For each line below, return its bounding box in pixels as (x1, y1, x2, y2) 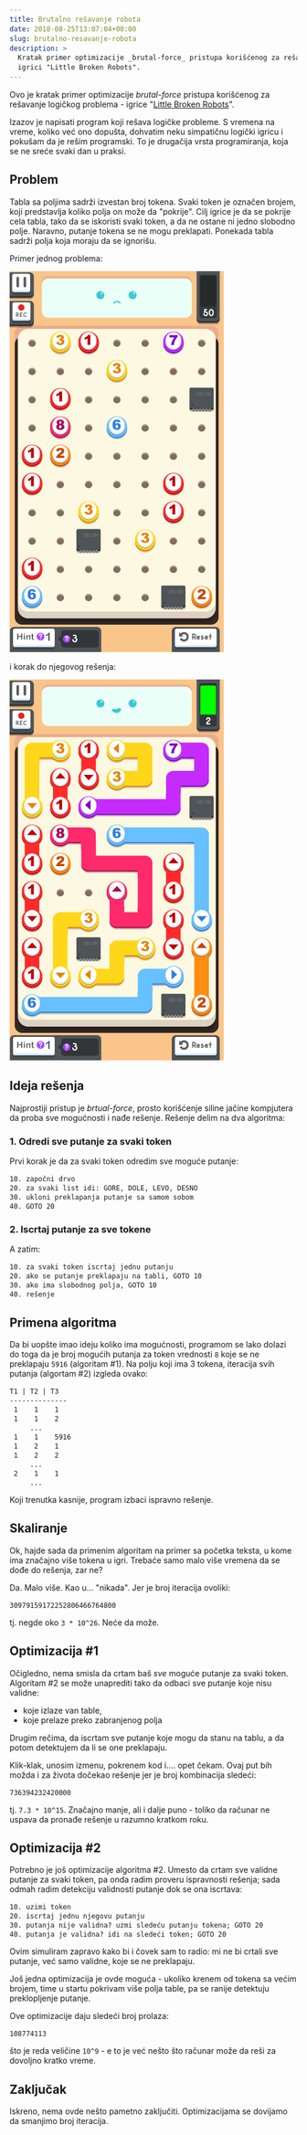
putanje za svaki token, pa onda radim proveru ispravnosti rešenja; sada (9, 1874, 281, 1886)
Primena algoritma (9, 1315, 117, 1330)
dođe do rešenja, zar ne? (9, 1564, 103, 1575)
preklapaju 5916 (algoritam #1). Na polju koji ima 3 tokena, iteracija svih (9, 1358, 275, 1369)
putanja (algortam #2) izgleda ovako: (9, 1369, 148, 1379)
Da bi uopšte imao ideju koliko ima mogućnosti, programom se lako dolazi (9, 1339, 287, 1350)
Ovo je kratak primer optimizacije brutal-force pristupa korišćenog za (9, 90, 270, 100)
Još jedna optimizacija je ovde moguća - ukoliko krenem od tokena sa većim (9, 1973, 297, 1984)
